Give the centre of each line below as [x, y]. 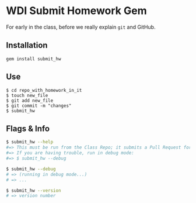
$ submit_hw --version [34, 190]
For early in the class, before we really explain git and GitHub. [81, 27]
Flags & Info [28, 128]
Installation [27, 45]
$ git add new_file [30, 101]
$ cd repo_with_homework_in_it [44, 90]
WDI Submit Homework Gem [76, 11]
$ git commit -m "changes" [39, 106]
